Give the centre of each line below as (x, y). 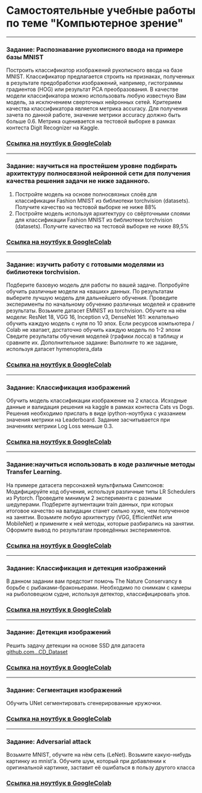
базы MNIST (25, 57)
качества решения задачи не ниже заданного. (78, 181)
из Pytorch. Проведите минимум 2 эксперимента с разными (84, 498)
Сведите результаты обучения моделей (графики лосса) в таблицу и (95, 336)
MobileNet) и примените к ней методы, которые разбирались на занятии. (100, 523)
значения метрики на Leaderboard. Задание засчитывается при (88, 420)
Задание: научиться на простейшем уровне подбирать (92, 166)
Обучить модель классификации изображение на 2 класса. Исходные (97, 400)
